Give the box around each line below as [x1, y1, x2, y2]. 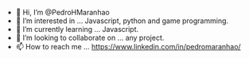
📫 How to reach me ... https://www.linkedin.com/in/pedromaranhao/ [15, 42, 241, 51]
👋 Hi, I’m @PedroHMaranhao [15, 8, 110, 17]
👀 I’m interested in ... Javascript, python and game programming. [15, 16, 229, 26]
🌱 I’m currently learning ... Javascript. [15, 25, 139, 33]
